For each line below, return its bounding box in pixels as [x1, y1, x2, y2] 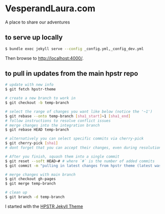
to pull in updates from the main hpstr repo [5, 70, 138, 78]
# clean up [5, 190, 27, 195]
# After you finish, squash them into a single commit [5, 154, 120, 159]
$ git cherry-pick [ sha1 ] [5, 141, 58, 146]
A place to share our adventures [5, 19, 70, 25]
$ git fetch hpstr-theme [5, 87, 56, 92]
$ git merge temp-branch [5, 181, 56, 186]
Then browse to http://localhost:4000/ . [5, 55, 84, 61]
